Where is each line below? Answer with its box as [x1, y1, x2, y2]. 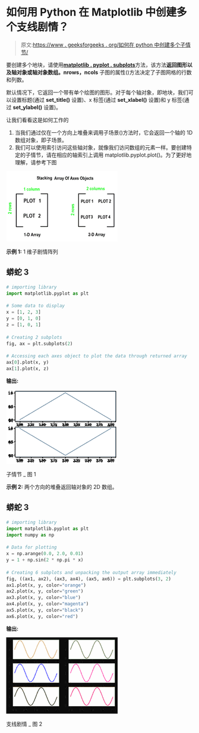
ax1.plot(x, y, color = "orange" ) [6, 582, 86, 588]
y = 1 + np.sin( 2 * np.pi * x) [6, 557, 84, 563]
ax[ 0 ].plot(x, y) [6, 360, 49, 366]
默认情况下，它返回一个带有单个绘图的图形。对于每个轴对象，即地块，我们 [6, 89, 188, 96]
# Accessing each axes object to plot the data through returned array [6, 353, 187, 359]
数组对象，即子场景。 [14, 136, 67, 144]
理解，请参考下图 [14, 158, 57, 166]
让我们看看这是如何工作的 [6, 116, 69, 123]
